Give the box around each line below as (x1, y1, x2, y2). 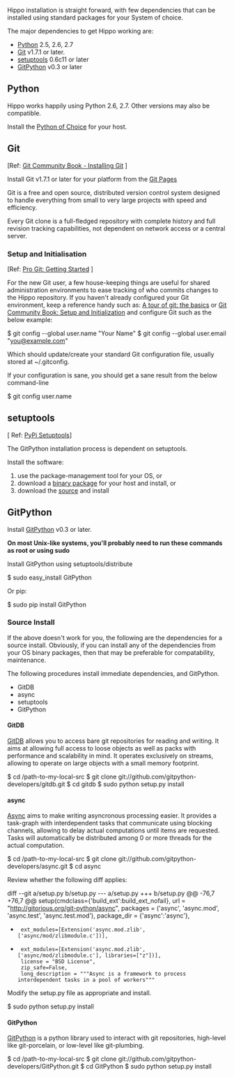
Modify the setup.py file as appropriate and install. (7, 989, 152, 997)
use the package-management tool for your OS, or (17, 471, 162, 479)
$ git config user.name (7, 391, 72, 400)
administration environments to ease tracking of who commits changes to (7, 286, 219, 294)
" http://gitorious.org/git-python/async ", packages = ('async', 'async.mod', (7, 904, 219, 913)
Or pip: (7, 586, 27, 595)
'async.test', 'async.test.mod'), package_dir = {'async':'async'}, (7, 911, 190, 920)
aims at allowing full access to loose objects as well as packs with (7, 744, 196, 753)
